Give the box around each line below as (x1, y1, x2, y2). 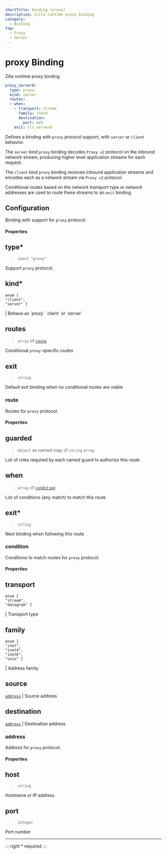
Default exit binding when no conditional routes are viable (5, 384, 123, 390)
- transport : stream (14, 106, 57, 111)
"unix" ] (5, 657, 23, 662)
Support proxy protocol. (5, 265, 54, 271)
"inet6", (5, 652, 23, 657)
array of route (17, 338, 47, 344)
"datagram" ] (5, 603, 32, 608)
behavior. (5, 139, 24, 145)
